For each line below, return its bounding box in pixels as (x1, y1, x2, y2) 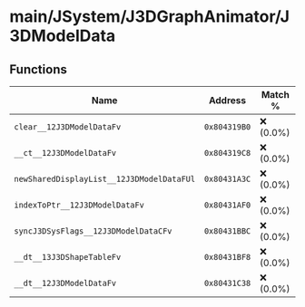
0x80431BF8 (203, 252, 251, 262)
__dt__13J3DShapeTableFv (14, 252, 122, 262)
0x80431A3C (203, 174, 251, 184)
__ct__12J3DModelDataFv (14, 148, 117, 158)
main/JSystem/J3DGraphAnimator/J (9, 6, 290, 27)
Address (208, 94, 247, 106)
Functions (9, 62, 68, 77)
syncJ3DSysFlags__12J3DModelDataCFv (14, 226, 172, 236)
